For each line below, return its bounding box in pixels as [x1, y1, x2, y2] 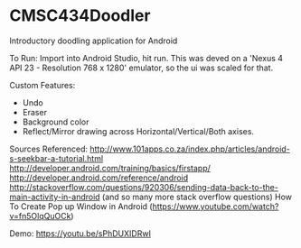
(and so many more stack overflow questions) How [102, 191, 292, 202]
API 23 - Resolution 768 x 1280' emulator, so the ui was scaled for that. [9, 62, 274, 73]
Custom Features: [9, 79, 76, 90]
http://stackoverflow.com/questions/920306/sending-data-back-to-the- [9, 181, 278, 192]
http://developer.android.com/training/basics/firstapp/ [9, 162, 211, 173]
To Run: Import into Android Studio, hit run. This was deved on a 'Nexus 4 [9, 52, 283, 63]
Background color [22, 116, 89, 127]
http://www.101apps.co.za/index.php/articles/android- [89, 143, 291, 154]
